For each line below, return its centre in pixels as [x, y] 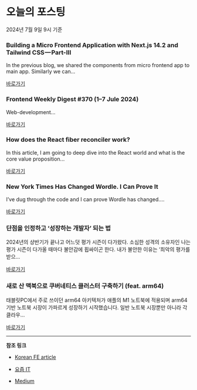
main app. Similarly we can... [41, 72]
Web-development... [31, 112]
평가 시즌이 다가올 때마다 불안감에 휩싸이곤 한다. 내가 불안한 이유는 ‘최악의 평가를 [98, 249]
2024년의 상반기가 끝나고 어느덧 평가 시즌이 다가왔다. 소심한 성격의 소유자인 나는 [98, 242]
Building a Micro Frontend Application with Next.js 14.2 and [92, 45]
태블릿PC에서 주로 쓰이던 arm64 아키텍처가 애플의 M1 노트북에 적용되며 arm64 [97, 300]
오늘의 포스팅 [36, 12]
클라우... [16, 315]
